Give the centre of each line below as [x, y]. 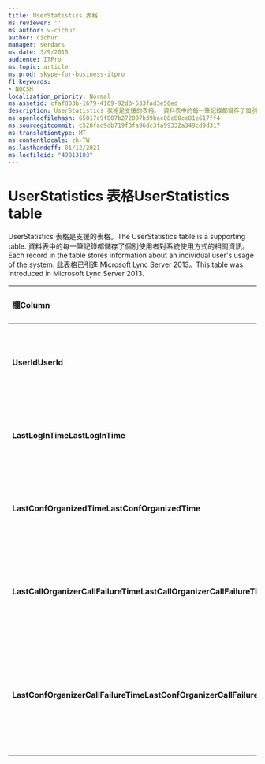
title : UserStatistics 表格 [53, 15]
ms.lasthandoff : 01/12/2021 [54, 148]
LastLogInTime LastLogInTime [69, 436]
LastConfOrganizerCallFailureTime [78, 695]
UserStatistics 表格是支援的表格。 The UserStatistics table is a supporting [127, 237]
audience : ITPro [35, 60]
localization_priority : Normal [60, 96]
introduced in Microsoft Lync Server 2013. [76, 274]
